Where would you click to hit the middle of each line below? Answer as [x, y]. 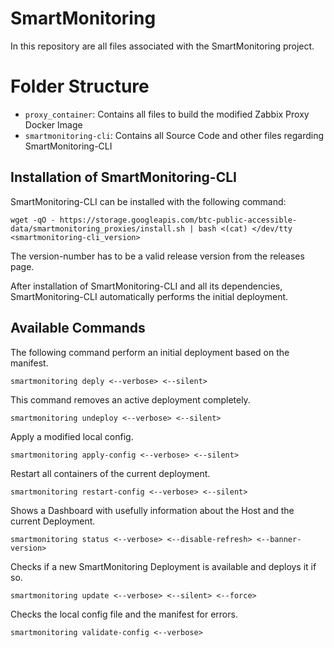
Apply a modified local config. [72, 436]
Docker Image [53, 124]
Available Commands [78, 328]
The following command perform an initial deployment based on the [150, 352]
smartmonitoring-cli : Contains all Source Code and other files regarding [174, 135]
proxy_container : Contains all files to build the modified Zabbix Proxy [167, 114]
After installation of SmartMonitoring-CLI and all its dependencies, [146, 286]
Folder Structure [80, 86]
